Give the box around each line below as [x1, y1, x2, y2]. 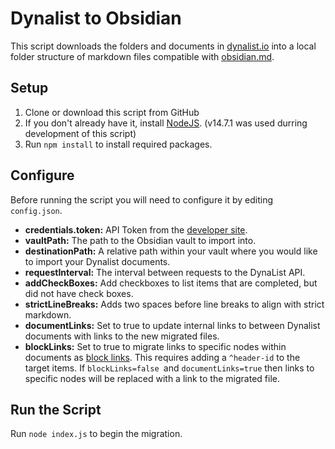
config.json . [10, 204, 63, 216]
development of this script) [24, 127, 137, 139]
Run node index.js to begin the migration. [10, 428, 183, 440]
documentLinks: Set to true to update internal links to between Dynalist [24, 319, 321, 331]
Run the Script [10, 401, 102, 418]
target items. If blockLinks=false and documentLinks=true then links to [24, 362, 315, 374]
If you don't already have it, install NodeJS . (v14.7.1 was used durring [24, 117, 308, 129]
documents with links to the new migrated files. [24, 330, 220, 342]
